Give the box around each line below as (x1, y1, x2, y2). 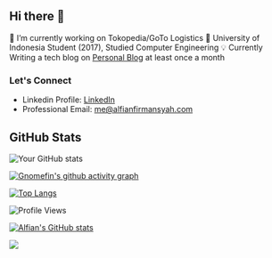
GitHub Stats (9, 130, 82, 145)
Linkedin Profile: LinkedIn (21, 94, 116, 105)
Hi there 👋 (9, 9, 65, 24)
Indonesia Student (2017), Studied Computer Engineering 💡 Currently (9, 42, 263, 52)
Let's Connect (9, 74, 72, 86)
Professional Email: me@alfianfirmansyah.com (21, 104, 194, 115)
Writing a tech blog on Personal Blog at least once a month (9, 52, 226, 62)
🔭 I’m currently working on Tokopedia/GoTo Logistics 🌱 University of (9, 32, 260, 43)
